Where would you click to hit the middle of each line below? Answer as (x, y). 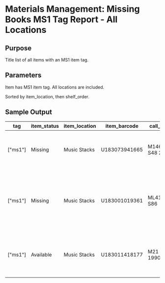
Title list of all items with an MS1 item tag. (47, 60)
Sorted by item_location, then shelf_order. (47, 96)
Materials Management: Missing (72, 9)
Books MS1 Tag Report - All (61, 19)
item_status (45, 126)
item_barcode (122, 126)
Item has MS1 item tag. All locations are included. (55, 87)
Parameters (23, 75)
